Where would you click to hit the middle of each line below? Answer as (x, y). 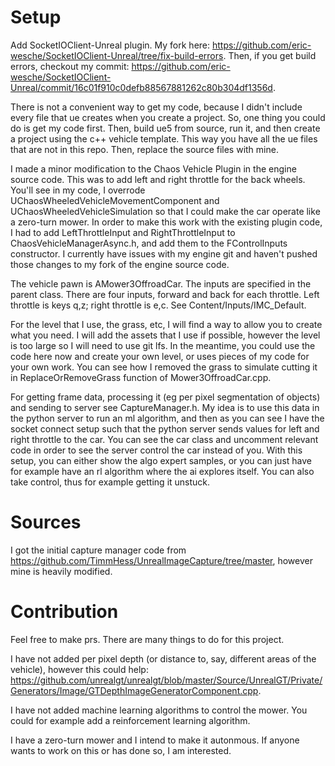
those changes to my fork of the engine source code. (120, 264)
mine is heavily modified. (61, 571)
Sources (46, 522)
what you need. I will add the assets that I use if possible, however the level (165, 335)
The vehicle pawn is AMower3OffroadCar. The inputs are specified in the (161, 283)
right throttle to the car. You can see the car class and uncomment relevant (164, 439)
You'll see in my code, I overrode (78, 190)
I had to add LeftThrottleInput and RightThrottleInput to (123, 232)
